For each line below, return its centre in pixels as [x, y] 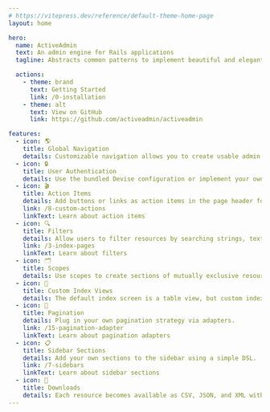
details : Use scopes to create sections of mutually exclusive [131, 275]
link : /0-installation [67, 97]
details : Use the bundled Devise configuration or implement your [136, 179]
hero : [17, 38]
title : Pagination [53, 313]
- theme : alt [45, 104]
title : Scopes [46, 268]
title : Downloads [52, 388]
